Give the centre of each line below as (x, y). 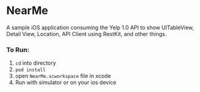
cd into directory (35, 63)
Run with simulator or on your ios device (66, 82)
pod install (30, 70)
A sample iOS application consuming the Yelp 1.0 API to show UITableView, (100, 27)
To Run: (18, 49)
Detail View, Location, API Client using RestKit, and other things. (87, 34)
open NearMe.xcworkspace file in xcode (63, 76)
